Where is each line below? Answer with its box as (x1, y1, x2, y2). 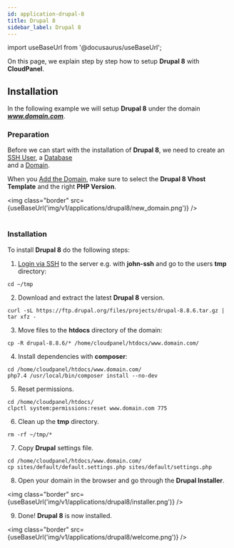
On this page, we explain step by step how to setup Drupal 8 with (7, 57, 200, 66)
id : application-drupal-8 (7, 10, 84, 18)
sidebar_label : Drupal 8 (7, 24, 81, 31)
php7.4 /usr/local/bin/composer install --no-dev (7, 372, 158, 379)
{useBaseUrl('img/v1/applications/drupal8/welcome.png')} (7, 532, 179, 541)
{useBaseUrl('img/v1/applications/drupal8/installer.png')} (7, 497, 175, 506)
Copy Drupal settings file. (17, 443, 94, 452)
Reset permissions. (17, 385, 74, 393)
